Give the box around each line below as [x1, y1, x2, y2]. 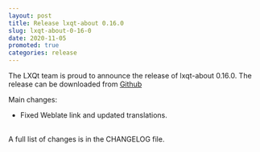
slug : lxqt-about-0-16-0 [8, 26, 92, 34]
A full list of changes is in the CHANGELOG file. [8, 134, 165, 144]
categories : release [8, 49, 78, 57]
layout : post [8, 11, 52, 20]
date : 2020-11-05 [8, 34, 67, 42]
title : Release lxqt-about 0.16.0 [8, 19, 125, 27]
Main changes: [8, 95, 58, 104]
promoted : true [8, 42, 60, 50]
